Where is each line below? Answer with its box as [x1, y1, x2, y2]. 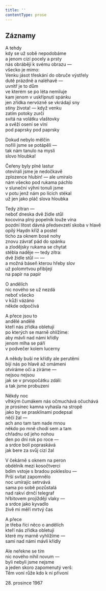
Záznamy [5, 31, 36, 40]
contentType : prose [5, 12, 47, 17]
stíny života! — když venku [5, 105, 62, 111]
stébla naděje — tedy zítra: [5, 250, 62, 256]
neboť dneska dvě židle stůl [5, 211, 64, 217]
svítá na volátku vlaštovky [5, 116, 60, 122]
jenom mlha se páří [5, 340, 46, 347]
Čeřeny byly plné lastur [5, 163, 55, 169]
